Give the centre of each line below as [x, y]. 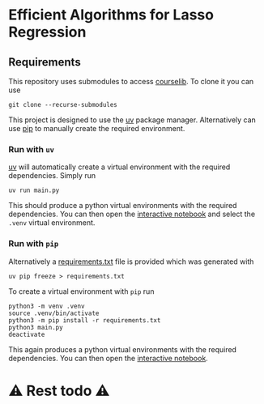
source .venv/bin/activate [54, 313]
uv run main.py [34, 191]
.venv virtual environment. [52, 223]
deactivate [27, 334]
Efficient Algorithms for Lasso [111, 15]
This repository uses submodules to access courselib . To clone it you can [131, 81]
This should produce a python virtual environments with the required [123, 206]
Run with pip [34, 244]
